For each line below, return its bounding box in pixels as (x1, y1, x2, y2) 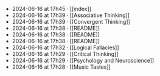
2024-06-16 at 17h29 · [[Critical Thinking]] (12, 50, 119, 57)
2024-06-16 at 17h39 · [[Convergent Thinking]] (12, 18, 131, 25)
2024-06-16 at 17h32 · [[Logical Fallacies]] (12, 44, 120, 51)
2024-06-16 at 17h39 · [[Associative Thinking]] (12, 12, 130, 19)
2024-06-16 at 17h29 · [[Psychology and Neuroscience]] (12, 57, 155, 64)
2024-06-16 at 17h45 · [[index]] (12, 5, 91, 12)
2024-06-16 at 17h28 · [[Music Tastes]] (12, 63, 111, 71)
